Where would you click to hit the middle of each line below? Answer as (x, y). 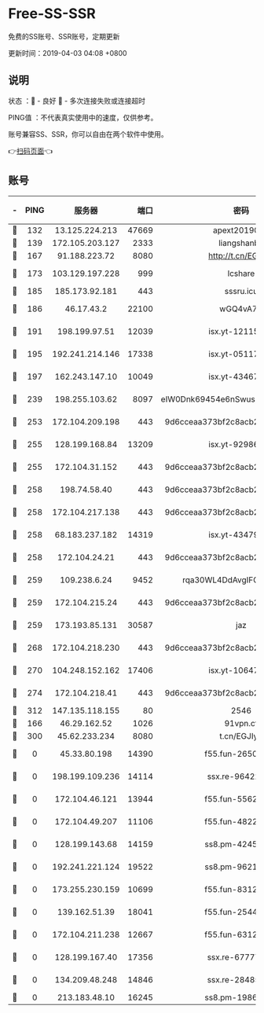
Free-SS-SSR (52, 14)
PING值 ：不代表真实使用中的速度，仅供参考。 (83, 117)
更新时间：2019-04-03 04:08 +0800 (68, 53)
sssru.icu (241, 291)
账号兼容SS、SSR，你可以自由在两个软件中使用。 (88, 134)
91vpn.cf (241, 723)
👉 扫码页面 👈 (31, 151)
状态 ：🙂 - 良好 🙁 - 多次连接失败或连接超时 (77, 101)
